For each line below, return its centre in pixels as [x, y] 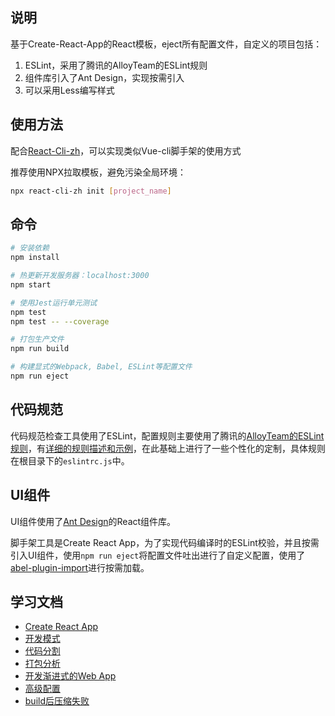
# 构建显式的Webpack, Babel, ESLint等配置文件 [101, 367]
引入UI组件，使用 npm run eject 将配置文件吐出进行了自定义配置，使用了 [158, 555]
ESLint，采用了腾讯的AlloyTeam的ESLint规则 [116, 65]
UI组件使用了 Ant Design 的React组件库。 [93, 521]
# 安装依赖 [30, 248]
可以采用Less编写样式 [69, 90]
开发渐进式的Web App [70, 676]
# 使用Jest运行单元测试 [54, 303]
